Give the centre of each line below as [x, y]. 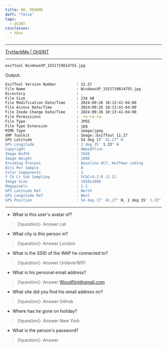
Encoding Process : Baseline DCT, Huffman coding [74, 163]
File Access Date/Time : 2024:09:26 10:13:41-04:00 [71, 108]
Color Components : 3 [44, 173]
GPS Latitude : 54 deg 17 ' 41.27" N [64, 140]
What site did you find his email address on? [58, 292]
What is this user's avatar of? [42, 214]
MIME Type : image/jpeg [54, 131]
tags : [11, 19]
